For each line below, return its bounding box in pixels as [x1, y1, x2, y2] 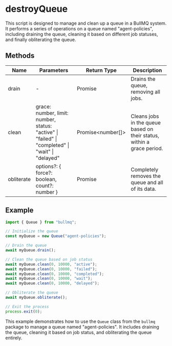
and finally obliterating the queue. [5, 37, 76, 43]
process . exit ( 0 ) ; [5, 309, 42, 314]
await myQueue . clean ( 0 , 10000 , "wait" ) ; [5, 276, 93, 281]
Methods [5, 51, 35, 60]
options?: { [35, 162, 61, 170]
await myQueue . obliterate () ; [5, 295, 68, 300]
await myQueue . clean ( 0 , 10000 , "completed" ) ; [5, 271, 104, 277]
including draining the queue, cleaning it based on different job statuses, [5, 31, 158, 37]
